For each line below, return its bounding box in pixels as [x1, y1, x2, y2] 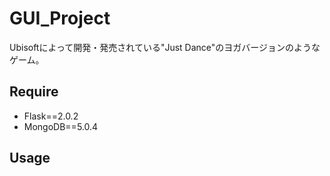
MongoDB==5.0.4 [23, 120, 99, 132]
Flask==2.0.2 [23, 110, 79, 122]
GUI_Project [9, 7, 111, 30]
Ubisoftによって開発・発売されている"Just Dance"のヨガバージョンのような [9, 41, 321, 53]
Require [9, 83, 59, 101]
